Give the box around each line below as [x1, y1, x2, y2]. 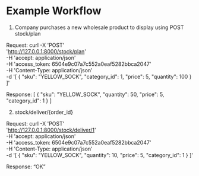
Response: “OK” [6, 163, 46, 170]
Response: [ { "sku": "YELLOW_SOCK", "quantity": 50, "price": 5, [6, 91, 165, 98]
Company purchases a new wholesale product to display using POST [14, 24, 184, 31]
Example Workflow [6, 4, 102, 18]
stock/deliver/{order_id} [14, 108, 73, 116]
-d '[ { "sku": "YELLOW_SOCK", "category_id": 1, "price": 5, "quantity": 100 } [6, 73, 192, 80]
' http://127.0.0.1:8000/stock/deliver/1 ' [6, 126, 96, 133]
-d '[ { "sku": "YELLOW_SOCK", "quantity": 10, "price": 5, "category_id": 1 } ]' [6, 151, 194, 158]
